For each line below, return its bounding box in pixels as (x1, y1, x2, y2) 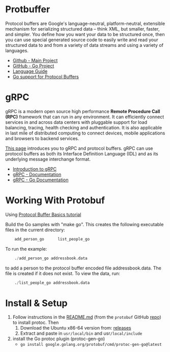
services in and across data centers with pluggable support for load (5, 119, 148, 125)
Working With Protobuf (5, 195, 105, 206)
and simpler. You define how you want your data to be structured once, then (5, 31, 165, 37)
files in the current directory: (5, 227, 65, 233)
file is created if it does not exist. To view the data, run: (5, 270, 121, 276)
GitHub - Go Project (12, 63, 54, 69)
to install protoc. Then (12, 319, 59, 326)
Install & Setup (5, 297, 68, 309)
